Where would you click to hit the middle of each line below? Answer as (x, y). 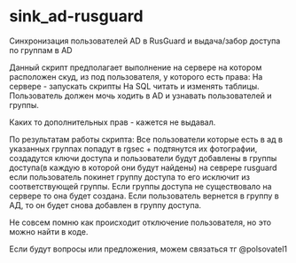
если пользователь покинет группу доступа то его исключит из (130, 177)
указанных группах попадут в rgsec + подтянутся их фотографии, (133, 149)
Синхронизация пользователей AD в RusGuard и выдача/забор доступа (145, 41)
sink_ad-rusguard (76, 16)
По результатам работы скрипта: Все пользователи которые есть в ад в (146, 139)
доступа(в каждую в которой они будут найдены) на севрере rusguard (143, 167)
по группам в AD (41, 50)
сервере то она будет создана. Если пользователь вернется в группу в (144, 196)
